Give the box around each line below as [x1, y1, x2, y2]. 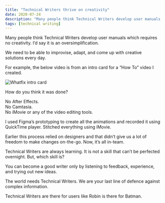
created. [5, 70, 22, 76]
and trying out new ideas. [5, 169, 57, 175]
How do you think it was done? [5, 89, 68, 95]
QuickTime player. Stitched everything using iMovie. [5, 124, 111, 130]
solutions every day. [5, 55, 46, 61]
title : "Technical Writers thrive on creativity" [5, 7, 110, 12]
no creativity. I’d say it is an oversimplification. [5, 40, 99, 46]
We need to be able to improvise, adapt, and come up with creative [5, 50, 142, 56]
